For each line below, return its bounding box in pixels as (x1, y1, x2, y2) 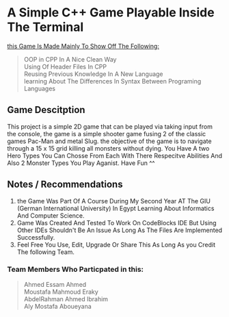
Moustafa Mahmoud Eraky (23, 288, 99, 296)
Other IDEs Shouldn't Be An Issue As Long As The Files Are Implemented (16, 226, 223, 234)
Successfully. (16, 233, 55, 241)
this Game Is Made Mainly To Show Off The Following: (7, 42, 159, 50)
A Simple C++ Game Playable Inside (7, 5, 215, 21)
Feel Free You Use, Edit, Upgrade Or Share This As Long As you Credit (16, 240, 216, 249)
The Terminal (7, 19, 84, 35)
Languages (23, 84, 56, 92)
